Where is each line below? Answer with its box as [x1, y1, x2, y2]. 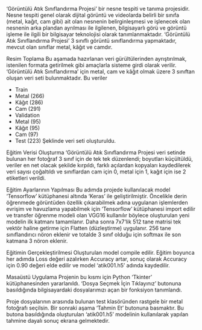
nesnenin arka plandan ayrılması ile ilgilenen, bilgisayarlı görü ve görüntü [6, 24, 187, 31]
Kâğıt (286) [14, 99, 43, 106]
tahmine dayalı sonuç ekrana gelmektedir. [6, 317, 110, 324]
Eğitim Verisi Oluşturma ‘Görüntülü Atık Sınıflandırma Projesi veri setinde [6, 149, 186, 156]
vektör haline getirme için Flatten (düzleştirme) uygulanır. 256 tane [6, 225, 171, 231]
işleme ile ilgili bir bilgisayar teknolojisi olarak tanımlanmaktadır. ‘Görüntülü [6, 31, 191, 38]
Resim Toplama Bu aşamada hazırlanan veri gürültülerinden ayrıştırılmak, [6, 55, 187, 62]
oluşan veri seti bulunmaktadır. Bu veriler [6, 75, 107, 81]
